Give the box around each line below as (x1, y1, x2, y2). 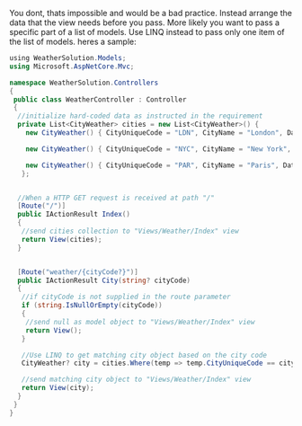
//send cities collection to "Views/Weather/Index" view (21, 226, 240, 235)
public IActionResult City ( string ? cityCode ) (17, 276, 191, 285)
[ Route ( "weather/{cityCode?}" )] (17, 267, 139, 277)
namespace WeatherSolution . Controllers (9, 78, 159, 87)
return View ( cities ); (21, 235, 102, 244)
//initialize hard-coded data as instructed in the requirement (17, 111, 263, 120)
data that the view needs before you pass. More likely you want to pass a (9, 17, 280, 28)
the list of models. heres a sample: (9, 36, 137, 47)
